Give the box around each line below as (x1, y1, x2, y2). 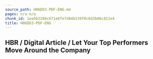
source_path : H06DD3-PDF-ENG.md (5, 7, 71, 12)
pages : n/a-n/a (5, 12, 36, 16)
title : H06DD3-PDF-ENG (5, 20, 51, 26)
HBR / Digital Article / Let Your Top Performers (5, 38, 149, 46)
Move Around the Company (5, 46, 91, 54)
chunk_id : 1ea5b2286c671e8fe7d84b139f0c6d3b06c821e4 (5, 16, 115, 21)
